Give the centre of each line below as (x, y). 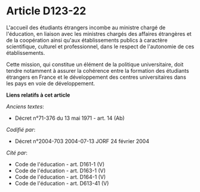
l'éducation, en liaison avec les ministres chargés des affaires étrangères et (99, 33)
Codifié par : (21, 129)
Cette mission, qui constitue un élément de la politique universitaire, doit (95, 64)
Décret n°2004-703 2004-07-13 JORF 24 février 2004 (82, 141)
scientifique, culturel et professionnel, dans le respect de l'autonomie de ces (100, 47)
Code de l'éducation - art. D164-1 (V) (60, 176)
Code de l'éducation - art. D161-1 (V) (60, 164)
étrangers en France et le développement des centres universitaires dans (96, 77)
